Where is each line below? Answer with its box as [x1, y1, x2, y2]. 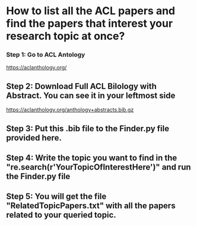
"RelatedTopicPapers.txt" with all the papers [6, 200, 176, 211]
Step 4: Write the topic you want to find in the [6, 153, 177, 163]
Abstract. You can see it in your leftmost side [6, 90, 176, 100]
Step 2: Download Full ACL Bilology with [6, 81, 157, 91]
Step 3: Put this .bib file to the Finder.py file [6, 123, 170, 133]
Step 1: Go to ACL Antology [6, 50, 85, 59]
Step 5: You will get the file [6, 192, 107, 202]
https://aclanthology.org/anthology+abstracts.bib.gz [6, 106, 134, 113]
